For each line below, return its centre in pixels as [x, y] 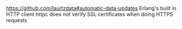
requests [17, 20]
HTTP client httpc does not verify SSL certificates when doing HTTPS [90, 14]
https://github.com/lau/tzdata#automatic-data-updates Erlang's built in [91, 8]
